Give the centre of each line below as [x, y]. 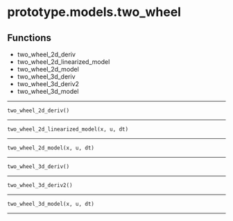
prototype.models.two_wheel [94, 12]
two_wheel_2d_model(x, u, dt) [51, 148]
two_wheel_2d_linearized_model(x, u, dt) [68, 129]
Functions [29, 38]
